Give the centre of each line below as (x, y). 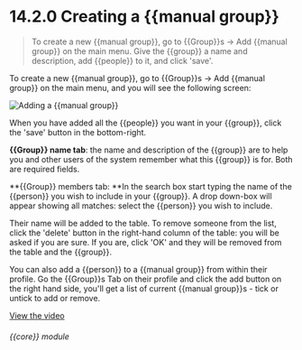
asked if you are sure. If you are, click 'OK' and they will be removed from (146, 242)
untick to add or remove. (55, 298)
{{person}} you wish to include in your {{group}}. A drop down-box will (141, 196)
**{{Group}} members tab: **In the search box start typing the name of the (151, 186)
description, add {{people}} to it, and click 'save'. (122, 60)
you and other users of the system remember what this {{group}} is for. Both (151, 159)
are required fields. (45, 169)
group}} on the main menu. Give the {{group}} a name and (139, 51)
